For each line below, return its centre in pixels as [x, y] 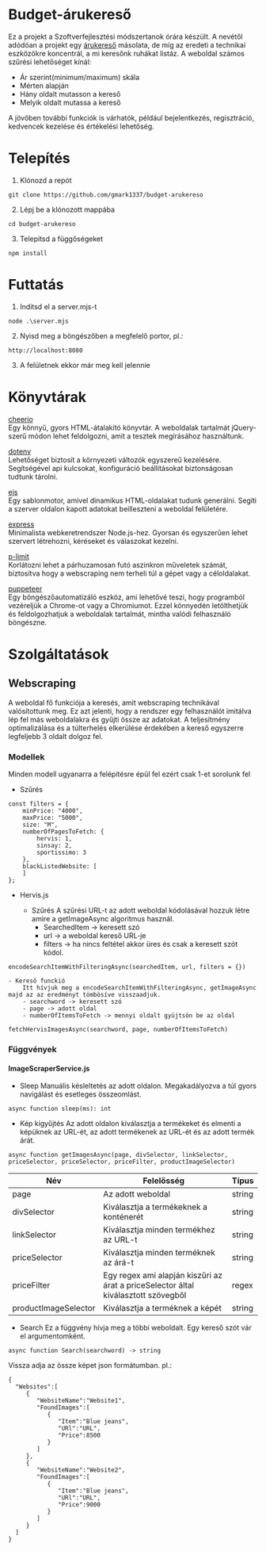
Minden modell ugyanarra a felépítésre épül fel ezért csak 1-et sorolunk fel [129, 774]
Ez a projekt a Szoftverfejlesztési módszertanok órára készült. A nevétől [125, 36]
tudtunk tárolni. [33, 477]
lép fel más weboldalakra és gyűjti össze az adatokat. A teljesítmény [119, 719]
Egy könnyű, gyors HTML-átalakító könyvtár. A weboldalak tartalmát [119, 427]
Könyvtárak [47, 397]
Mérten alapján [44, 86]
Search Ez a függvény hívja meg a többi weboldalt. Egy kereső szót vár [135, 1328]
